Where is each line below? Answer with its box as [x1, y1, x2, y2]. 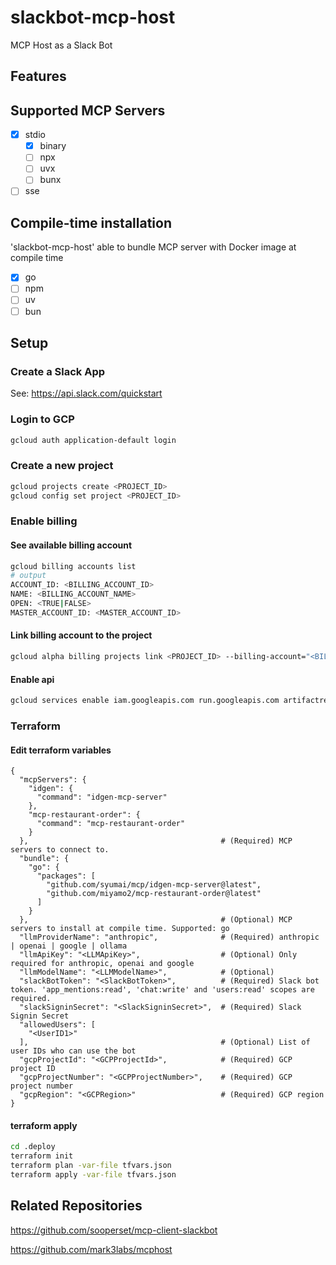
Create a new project [10, 459, 114, 473]
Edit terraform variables [10, 744, 112, 756]
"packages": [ [36, 871, 97, 881]
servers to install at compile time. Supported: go [10, 924, 230, 934]
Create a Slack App [10, 364, 106, 378]
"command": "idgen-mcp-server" [36, 792, 168, 803]
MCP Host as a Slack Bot [10, 39, 113, 51]
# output [10, 571, 47, 581]
